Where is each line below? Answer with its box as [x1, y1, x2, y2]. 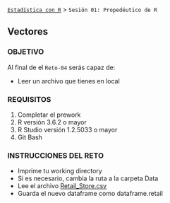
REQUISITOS [7, 94, 51, 104]
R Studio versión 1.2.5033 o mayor [17, 125, 118, 134]
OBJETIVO [7, 47, 44, 57]
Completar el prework [17, 110, 81, 119]
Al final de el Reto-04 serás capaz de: [7, 63, 116, 71]
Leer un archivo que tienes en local [17, 76, 120, 85]
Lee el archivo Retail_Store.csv [17, 182, 107, 190]
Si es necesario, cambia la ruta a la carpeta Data [17, 174, 159, 182]
